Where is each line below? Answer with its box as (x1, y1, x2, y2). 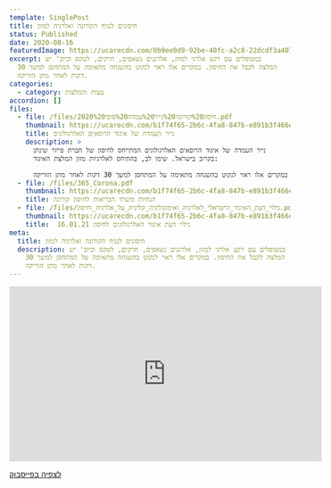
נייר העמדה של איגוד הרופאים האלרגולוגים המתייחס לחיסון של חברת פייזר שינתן (32, 145, 266, 154)
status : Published (9, 29, 78, 38)
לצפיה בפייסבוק (9, 469, 62, 479)
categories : (9, 79, 54, 88)
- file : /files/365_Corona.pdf (17, 178, 134, 187)
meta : (9, 228, 29, 237)
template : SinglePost (9, 12, 90, 22)
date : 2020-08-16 (9, 37, 74, 47)
